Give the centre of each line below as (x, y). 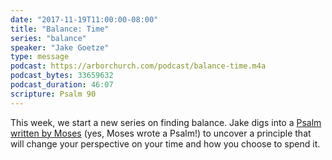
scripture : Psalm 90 (53, 94)
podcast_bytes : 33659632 (62, 76)
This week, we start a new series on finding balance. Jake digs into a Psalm (166, 122)
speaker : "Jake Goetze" (60, 47)
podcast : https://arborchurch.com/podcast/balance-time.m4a (138, 66)
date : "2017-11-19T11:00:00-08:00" (84, 19)
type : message (40, 57)
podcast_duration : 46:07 (62, 85)
